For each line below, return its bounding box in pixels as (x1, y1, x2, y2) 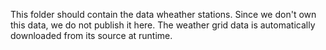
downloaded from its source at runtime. (10, 30, 173, 41)
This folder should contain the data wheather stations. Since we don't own (10, 9, 317, 20)
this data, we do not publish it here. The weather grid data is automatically (10, 19, 316, 31)
